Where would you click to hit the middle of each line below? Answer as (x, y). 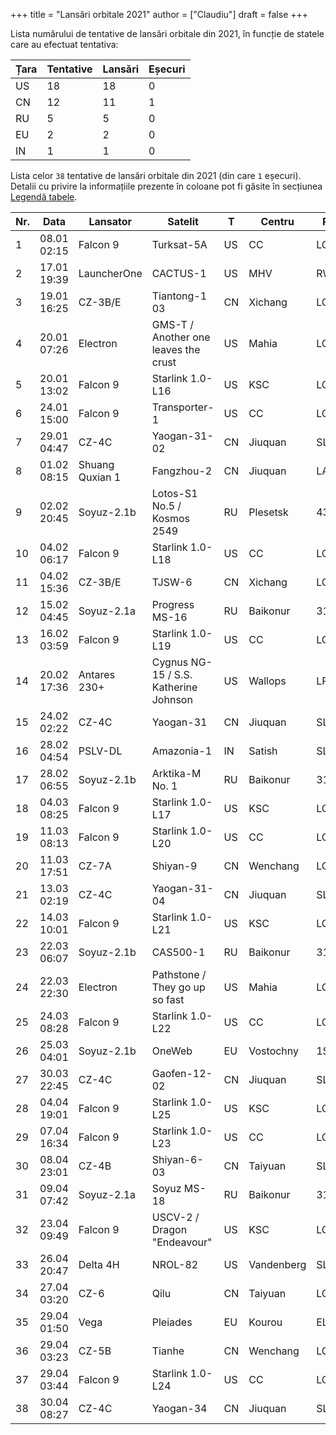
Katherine (174, 687)
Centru (277, 221)
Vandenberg (277, 1264)
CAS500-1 (178, 952)
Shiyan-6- (177, 1159)
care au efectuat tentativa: (64, 44)
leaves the (176, 349)
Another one (181, 337)
